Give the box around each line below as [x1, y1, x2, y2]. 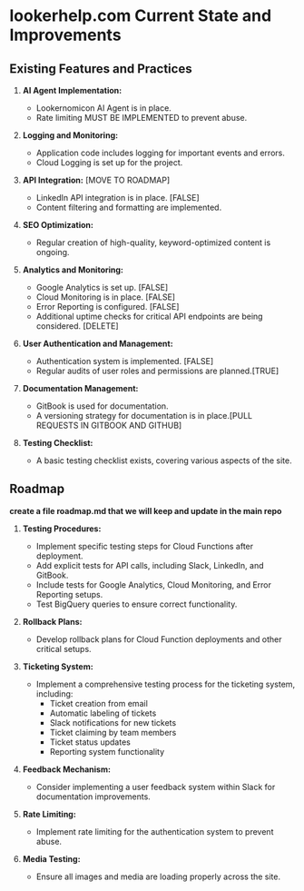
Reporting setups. [35, 589, 103, 599]
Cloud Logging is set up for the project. [35, 157, 183, 168]
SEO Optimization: [22, 220, 93, 230]
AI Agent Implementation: [22, 85, 123, 95]
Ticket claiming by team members [49, 727, 177, 738]
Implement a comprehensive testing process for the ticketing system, [35, 678, 296, 689]
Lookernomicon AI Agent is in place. [35, 103, 172, 114]
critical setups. [35, 643, 93, 654]
